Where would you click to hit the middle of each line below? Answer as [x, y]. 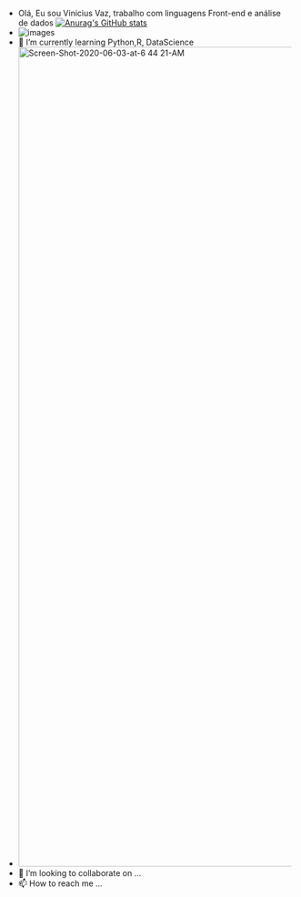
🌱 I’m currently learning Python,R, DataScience [105, 42]
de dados [36, 23]
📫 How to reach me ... [60, 883]
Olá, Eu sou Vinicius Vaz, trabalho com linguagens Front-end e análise [150, 13]
